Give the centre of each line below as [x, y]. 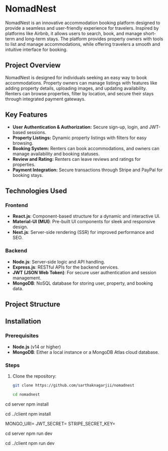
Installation [23, 321]
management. [27, 278]
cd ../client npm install [28, 414]
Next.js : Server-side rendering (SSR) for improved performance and [83, 232]
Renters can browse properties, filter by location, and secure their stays [79, 93]
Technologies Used [36, 191]
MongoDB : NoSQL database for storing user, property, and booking [83, 283]
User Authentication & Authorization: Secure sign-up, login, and [80, 127]
